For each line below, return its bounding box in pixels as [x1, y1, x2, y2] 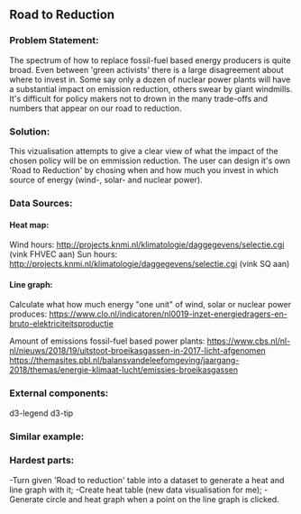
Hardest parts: [9, 454, 75, 467]
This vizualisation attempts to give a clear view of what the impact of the [9, 145, 278, 156]
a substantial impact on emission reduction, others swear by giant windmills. [9, 83, 293, 94]
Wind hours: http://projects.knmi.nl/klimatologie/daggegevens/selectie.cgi [9, 239, 285, 251]
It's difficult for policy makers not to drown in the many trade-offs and [9, 93, 269, 104]
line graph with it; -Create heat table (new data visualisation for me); [9, 484, 263, 495]
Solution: [9, 125, 50, 138]
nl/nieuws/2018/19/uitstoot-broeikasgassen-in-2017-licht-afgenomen [9, 345, 266, 356]
